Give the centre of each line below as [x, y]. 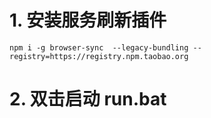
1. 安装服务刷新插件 [88, 20]
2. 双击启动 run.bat [88, 99]
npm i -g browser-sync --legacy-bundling [99, 47]
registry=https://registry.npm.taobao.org [99, 56]
